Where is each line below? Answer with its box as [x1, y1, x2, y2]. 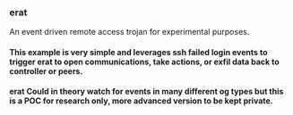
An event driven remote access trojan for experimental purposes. [9, 27, 250, 37]
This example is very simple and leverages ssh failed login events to [9, 46, 268, 57]
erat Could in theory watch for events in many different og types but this [9, 86, 284, 97]
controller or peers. [9, 65, 83, 77]
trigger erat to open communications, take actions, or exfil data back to [9, 56, 280, 67]
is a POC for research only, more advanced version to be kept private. [9, 95, 273, 106]
